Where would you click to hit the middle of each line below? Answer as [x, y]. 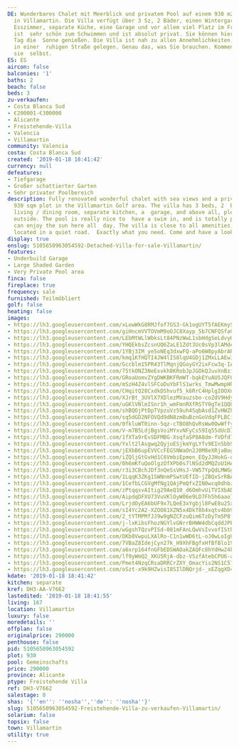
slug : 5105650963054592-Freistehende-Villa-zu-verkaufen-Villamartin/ [114, 708]
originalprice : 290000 [41, 636]
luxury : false [28, 616]
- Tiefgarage [27, 179]
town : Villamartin [34, 728]
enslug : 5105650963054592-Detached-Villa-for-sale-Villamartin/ [105, 245]
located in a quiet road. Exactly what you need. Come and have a [116, 232]
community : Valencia [38, 147]
